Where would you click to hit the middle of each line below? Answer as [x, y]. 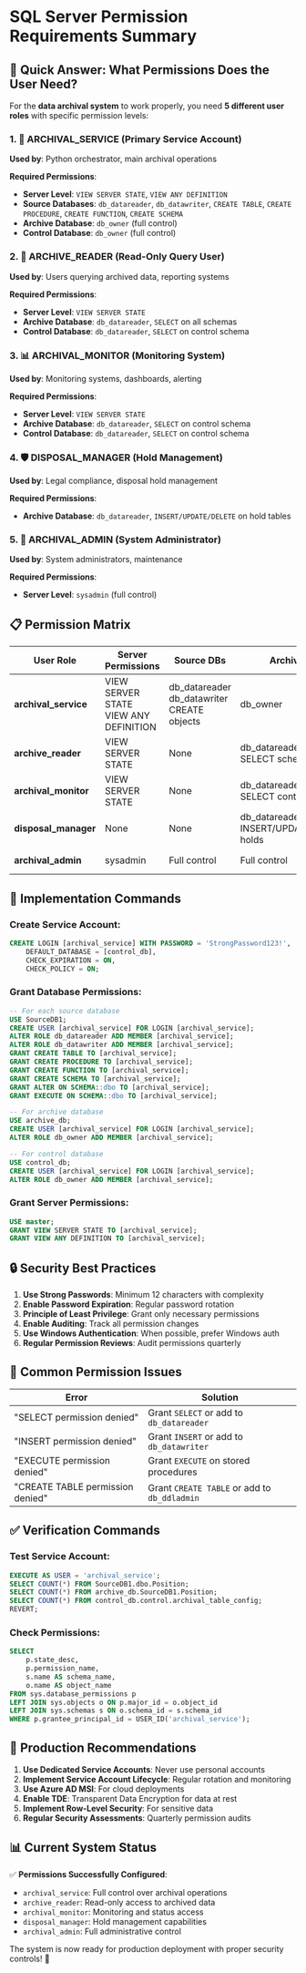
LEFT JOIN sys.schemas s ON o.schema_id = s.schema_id [116, 1711]
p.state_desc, [52, 1660]
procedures [173, 1472]
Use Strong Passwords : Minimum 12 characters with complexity [143, 1295]
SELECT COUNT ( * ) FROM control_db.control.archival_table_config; [136, 1601]
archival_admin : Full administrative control [102, 1931]
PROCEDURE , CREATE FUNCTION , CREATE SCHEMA [103, 214]
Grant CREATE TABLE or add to [209, 1487]
